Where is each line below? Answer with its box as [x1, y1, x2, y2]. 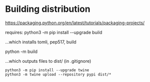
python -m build [5, 48, 38, 54]
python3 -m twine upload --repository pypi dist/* [5, 72, 112, 77]
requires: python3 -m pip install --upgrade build [5, 29, 103, 35]
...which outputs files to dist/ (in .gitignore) [5, 58, 91, 64]
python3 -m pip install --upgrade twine [5, 68, 90, 73]
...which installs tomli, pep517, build [5, 39, 76, 45]
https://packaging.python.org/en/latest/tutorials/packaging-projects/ [5, 20, 145, 26]
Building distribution [5, 3, 90, 15]
